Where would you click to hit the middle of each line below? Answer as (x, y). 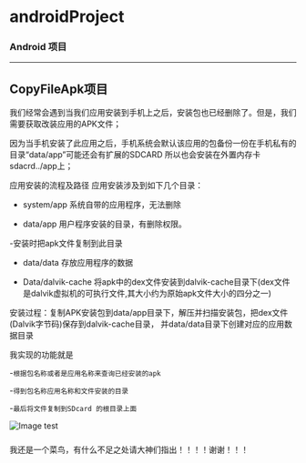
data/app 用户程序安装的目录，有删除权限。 (104, 224)
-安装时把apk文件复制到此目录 (66, 244)
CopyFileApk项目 (59, 89)
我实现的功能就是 (41, 355)
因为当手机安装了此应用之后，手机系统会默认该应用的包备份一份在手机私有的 (153, 144)
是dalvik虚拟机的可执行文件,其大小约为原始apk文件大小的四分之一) (147, 294)
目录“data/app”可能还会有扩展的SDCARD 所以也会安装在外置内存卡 (135, 155)
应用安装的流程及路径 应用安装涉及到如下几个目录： (106, 186)
